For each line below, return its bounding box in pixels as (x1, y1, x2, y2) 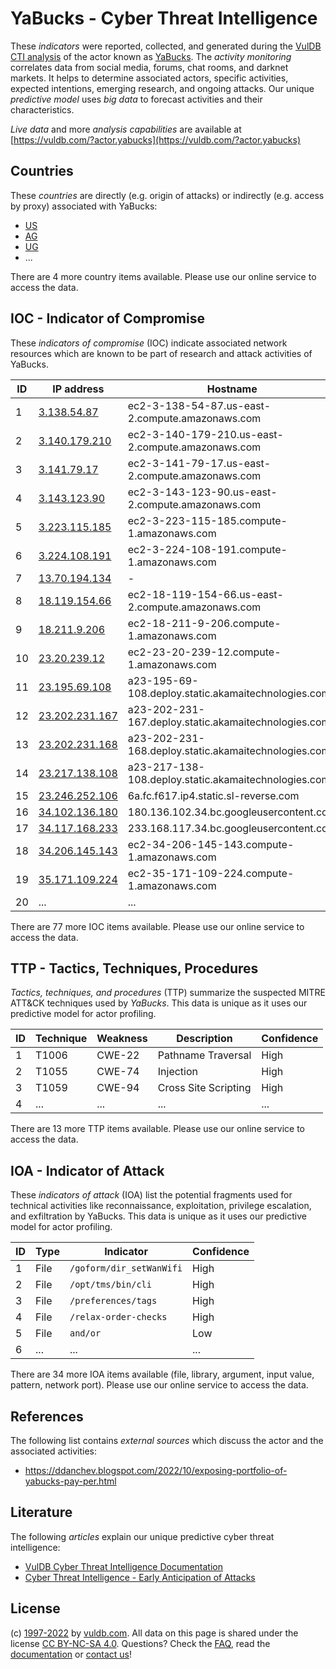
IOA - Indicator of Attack (10, 1162, 165, 1179)
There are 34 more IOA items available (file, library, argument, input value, (10, 1368, 315, 1381)
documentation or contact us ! (10, 1648, 133, 1660)
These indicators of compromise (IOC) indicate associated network (10, 337, 288, 349)
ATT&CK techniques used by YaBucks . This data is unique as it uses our (10, 997, 308, 1009)
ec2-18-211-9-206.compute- (127, 616, 282, 630)
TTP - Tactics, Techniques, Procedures (10, 960, 259, 977)
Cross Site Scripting (157, 1081, 252, 1095)
